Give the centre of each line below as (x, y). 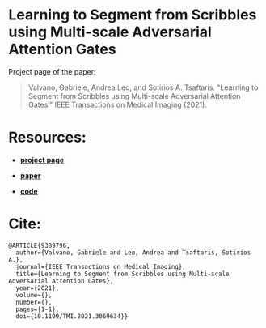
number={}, (34, 302)
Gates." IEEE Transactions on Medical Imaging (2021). (118, 104)
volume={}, (34, 295)
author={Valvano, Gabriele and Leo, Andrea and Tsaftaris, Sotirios (133, 253)
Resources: (47, 137)
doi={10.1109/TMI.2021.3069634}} (72, 316)
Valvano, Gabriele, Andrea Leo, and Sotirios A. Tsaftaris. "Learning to (143, 87)
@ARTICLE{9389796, (39, 245)
